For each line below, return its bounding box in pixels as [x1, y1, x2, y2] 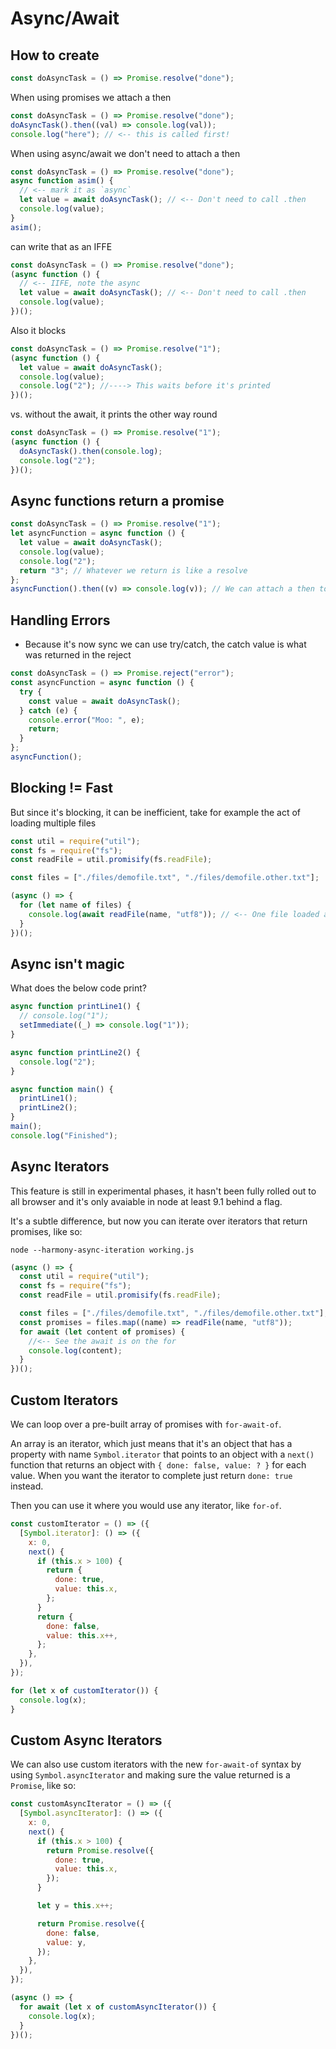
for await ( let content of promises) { [19, 1327, 186, 1337]
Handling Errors [10, 612, 111, 629]
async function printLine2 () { [10, 1047, 141, 1057]
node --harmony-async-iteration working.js [10, 1245, 195, 1255]
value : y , [46, 1937, 87, 1947]
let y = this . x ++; [36, 1901, 114, 1911]
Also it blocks [10, 324, 67, 336]
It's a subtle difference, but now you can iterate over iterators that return [10, 1215, 308, 1227]
